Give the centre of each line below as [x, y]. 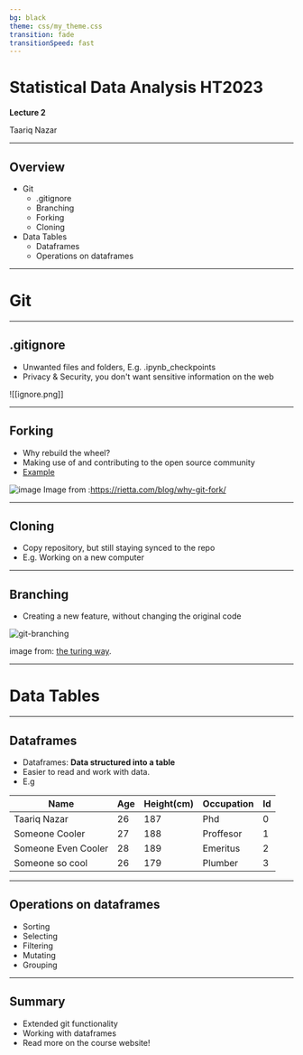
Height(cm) [169, 803]
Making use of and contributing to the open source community [138, 462]
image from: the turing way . [60, 651]
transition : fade [42, 34]
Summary [37, 1002]
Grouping [40, 965]
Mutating [39, 955]
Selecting [40, 936]
